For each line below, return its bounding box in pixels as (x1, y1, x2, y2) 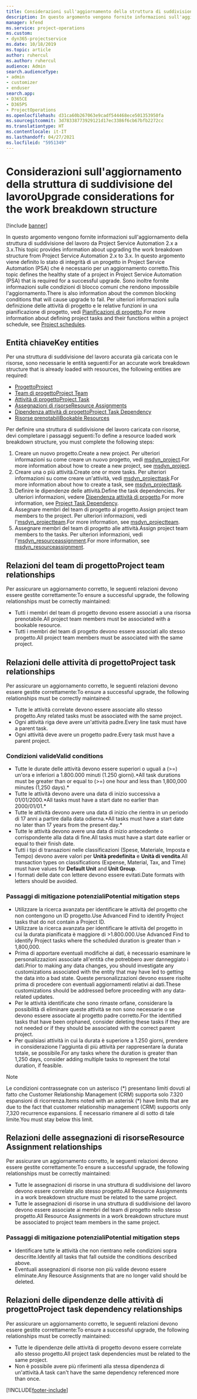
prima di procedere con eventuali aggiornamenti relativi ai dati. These (14, 981, 181, 988)
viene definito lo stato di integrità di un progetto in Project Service (6, 258, 165, 265)
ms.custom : (6, 31, 33, 36)
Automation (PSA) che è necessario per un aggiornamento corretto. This (6, 264, 180, 271)
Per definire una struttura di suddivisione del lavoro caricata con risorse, (6, 426, 181, 433)
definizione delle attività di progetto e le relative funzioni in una (6, 302, 158, 309)
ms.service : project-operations (6, 25, 85, 31)
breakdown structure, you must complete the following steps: (6, 438, 154, 445)
